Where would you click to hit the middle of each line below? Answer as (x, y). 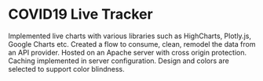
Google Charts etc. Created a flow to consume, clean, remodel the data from (132, 44)
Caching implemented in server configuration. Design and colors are (119, 61)
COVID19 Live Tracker (80, 14)
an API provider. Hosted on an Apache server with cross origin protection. (128, 52)
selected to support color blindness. (67, 69)
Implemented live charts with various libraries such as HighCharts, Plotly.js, (130, 36)
